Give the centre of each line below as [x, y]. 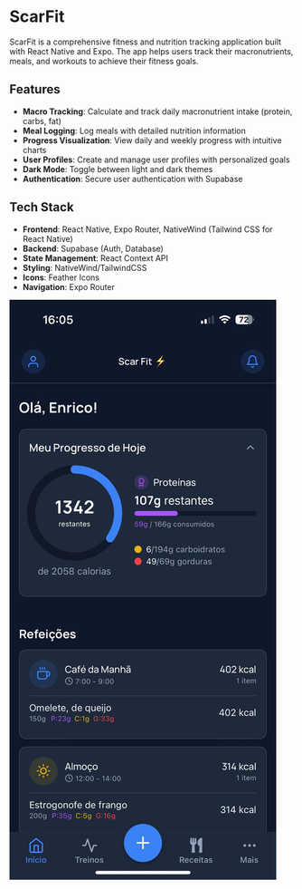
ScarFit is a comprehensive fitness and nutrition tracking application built [146, 42]
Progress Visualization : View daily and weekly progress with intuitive [152, 140]
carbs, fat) [42, 121]
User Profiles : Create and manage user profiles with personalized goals [156, 159]
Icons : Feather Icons [61, 277]
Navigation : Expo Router [69, 286]
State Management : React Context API [95, 258]
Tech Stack [42, 207]
